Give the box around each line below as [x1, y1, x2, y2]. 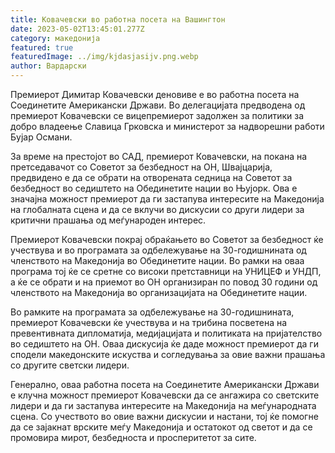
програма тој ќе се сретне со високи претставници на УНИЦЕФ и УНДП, [10, 266, 322, 277]
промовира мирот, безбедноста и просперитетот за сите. [10, 432, 257, 443]
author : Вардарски [10, 61, 87, 71]
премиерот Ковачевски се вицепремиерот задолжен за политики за [10, 110, 305, 121]
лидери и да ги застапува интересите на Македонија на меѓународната [10, 400, 317, 411]
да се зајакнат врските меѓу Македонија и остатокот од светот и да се [10, 421, 313, 433]
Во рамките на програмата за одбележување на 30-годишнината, [10, 306, 295, 318]
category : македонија [10, 33, 101, 43]
